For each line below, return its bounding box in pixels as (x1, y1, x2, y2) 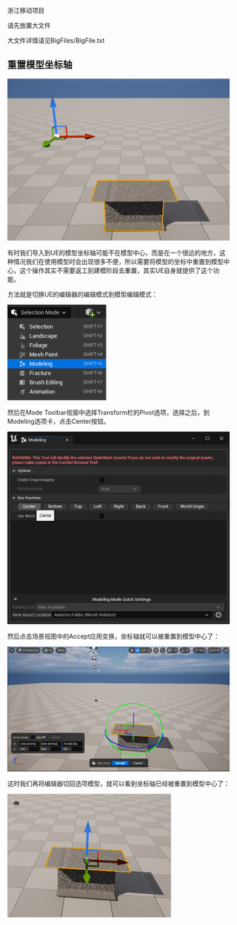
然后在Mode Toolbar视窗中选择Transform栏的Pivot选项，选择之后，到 (7, 408, 210, 416)
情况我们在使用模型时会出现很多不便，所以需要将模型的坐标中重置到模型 (13, 258, 224, 265)
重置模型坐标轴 (7, 59, 73, 71)
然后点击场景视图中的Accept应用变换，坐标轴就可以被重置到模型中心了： (7, 632, 220, 640)
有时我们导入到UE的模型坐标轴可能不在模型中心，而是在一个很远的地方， (7, 248, 220, 257)
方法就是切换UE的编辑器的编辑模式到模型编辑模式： (7, 290, 158, 299)
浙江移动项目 (7, 6, 44, 14)
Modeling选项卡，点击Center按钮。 (7, 417, 110, 425)
